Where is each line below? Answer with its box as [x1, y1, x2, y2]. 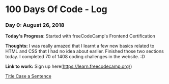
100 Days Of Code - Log [5, 4, 108, 15]
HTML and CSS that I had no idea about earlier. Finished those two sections [5, 48, 164, 54]
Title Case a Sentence [5, 73, 52, 79]
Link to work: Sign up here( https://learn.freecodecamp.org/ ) [5, 63, 132, 69]
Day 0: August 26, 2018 [5, 22, 65, 29]
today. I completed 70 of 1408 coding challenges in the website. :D [5, 54, 145, 60]
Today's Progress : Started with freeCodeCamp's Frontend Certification [5, 33, 155, 39]
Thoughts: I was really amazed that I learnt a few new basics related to [5, 43, 155, 49]
